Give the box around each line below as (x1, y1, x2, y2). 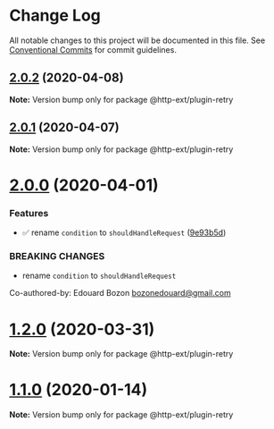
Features (9, 206, 49, 219)
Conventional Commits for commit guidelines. (9, 44, 177, 55)
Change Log (9, 5, 101, 26)
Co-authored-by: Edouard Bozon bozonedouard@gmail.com (9, 288, 231, 299)
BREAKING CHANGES (9, 249, 105, 262)
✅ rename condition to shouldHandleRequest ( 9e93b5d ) (21, 227, 227, 238)
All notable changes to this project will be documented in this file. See (9, 35, 266, 46)
